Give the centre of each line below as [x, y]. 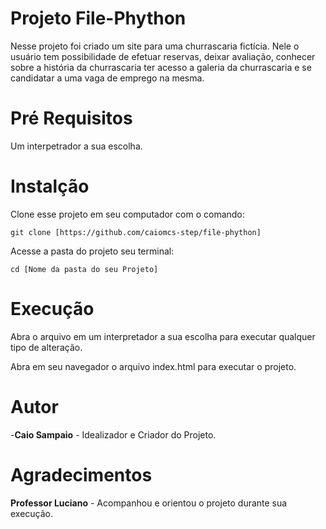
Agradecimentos [81, 474]
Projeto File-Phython [98, 18]
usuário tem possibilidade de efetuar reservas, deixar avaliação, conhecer [163, 56]
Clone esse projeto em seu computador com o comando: [127, 214]
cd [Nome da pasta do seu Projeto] [84, 269]
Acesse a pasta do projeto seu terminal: [92, 251]
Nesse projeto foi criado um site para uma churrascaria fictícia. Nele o [155, 46]
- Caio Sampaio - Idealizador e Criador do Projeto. [113, 434]
